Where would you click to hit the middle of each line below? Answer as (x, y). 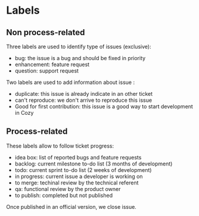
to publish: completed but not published (64, 195)
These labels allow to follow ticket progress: (60, 146)
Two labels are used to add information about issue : (71, 82)
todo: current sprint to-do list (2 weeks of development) (83, 170)
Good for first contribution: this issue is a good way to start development (104, 107)
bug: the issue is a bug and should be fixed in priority (80, 58)
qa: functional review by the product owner (68, 189)
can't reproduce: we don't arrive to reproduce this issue (83, 100)
